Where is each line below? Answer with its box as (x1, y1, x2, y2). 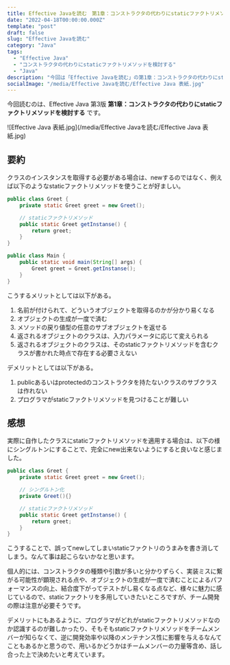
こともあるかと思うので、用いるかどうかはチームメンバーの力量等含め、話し (7, 642, 222, 650)
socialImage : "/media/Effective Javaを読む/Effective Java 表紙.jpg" (7, 80, 205, 87)
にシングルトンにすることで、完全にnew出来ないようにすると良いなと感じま (7, 445, 222, 453)
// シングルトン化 (19, 486, 65, 493)
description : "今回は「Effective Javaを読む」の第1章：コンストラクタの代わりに (7, 74, 218, 81)
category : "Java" (7, 42, 57, 49)
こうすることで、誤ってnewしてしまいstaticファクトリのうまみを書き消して (7, 544, 219, 552)
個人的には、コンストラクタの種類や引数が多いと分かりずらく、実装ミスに (7, 567, 217, 576)
